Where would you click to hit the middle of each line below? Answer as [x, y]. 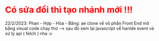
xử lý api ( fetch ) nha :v [29, 33]
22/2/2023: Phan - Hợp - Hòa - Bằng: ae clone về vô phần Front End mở [77, 23]
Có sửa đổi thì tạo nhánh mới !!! [69, 10]
